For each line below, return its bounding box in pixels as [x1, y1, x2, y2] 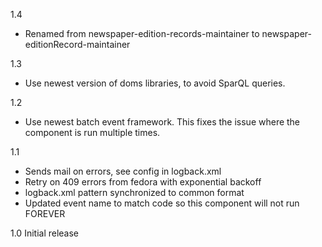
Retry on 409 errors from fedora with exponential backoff [24, 176, 262, 188]
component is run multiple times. [24, 127, 161, 138]
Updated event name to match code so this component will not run [24, 197, 300, 209]
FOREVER [24, 208, 66, 219]
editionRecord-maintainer [24, 39, 131, 50]
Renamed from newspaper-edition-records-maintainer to [24, 28, 260, 39]
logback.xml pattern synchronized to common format [24, 187, 245, 198]
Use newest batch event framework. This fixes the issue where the [24, 116, 301, 128]
